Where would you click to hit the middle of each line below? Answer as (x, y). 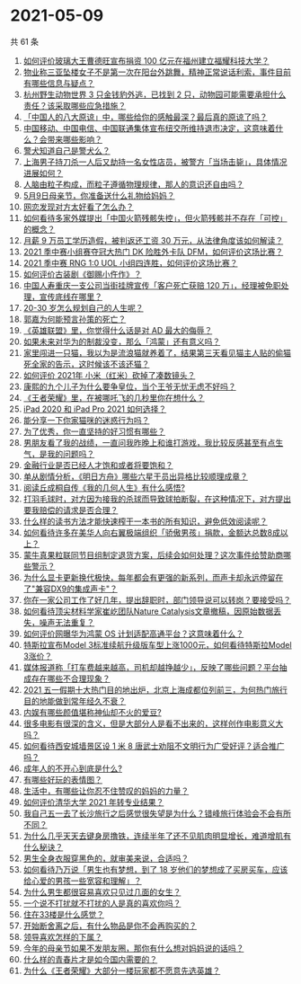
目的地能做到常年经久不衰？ (75, 701)
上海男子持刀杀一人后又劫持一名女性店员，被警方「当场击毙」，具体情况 (155, 162)
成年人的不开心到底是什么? (72, 768)
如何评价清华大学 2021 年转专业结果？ (93, 802)
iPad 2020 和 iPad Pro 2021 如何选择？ (95, 409)
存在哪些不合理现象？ (71, 678)
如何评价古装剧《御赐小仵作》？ (82, 274)
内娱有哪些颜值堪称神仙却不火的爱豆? (92, 712)
